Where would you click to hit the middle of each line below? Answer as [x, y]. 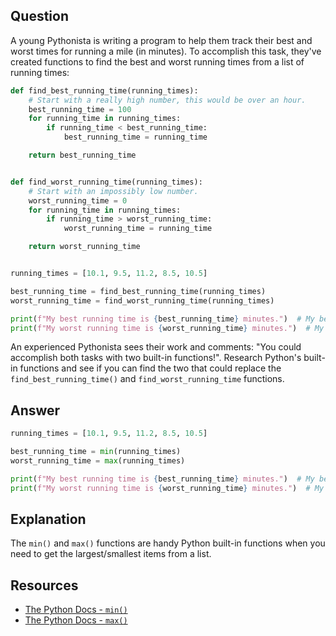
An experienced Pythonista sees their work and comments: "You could [156, 347]
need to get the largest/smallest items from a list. [111, 554]
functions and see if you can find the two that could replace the [150, 368]
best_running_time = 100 [80, 109]
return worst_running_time [84, 247]
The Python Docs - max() [76, 620]
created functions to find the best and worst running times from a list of [157, 61]
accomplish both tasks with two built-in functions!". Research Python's [156, 358]
